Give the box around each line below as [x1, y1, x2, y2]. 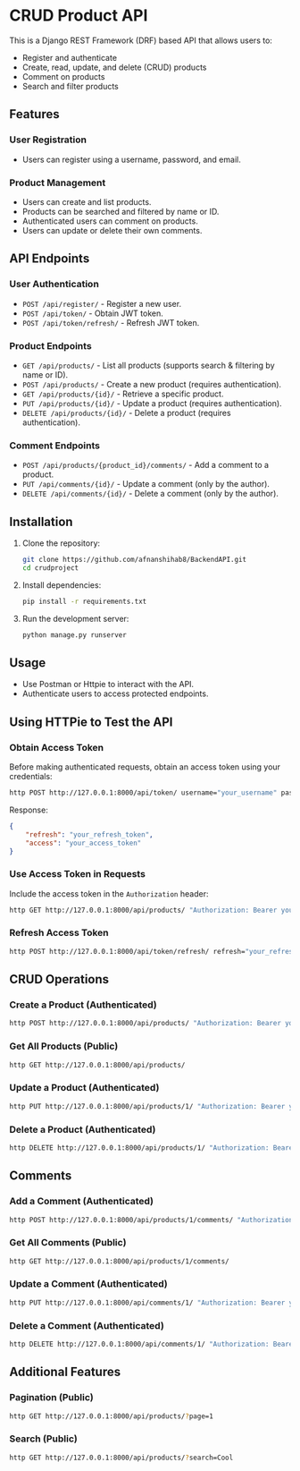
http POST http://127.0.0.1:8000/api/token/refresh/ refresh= [9, 947, 246, 956]
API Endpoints [9, 251, 90, 267]
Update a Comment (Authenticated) [9, 1278, 168, 1290]
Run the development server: [21, 613, 129, 624]
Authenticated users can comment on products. [21, 216, 198, 226]
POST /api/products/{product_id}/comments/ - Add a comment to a [21, 460, 270, 471]
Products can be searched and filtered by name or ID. [21, 206, 220, 217]
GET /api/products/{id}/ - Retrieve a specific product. [21, 388, 224, 399]
